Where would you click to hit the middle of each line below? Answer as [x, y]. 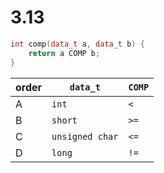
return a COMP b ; [64, 53]
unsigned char [85, 136]
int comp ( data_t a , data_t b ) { [77, 44]
